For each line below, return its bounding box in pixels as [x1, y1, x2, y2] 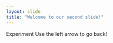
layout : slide [6, 8, 41, 15]
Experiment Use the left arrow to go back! [6, 30, 108, 37]
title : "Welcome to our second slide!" [6, 14, 104, 20]
